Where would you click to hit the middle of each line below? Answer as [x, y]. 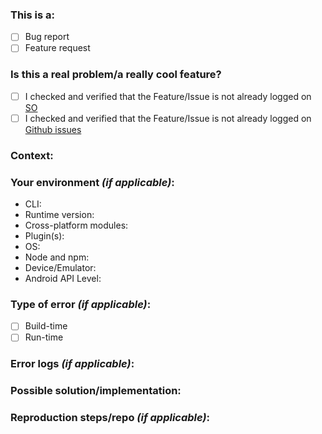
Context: [32, 155]
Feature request [57, 48]
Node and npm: [57, 257]
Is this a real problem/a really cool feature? [116, 75]
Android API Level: [63, 279]
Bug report [47, 37]
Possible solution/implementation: [96, 391]
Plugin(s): [44, 236]
